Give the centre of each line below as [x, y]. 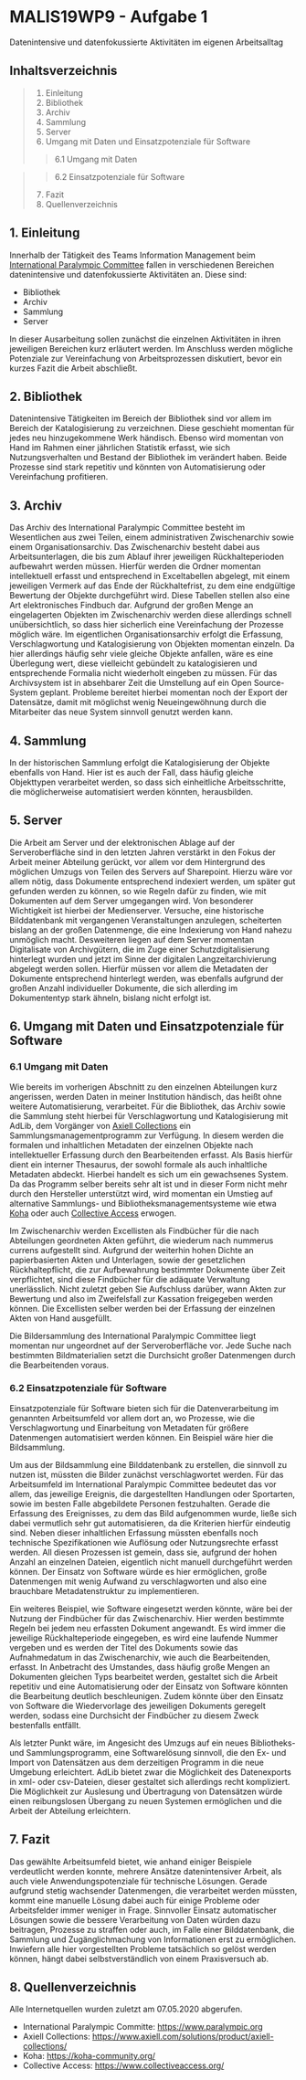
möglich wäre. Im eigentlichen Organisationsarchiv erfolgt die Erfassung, [146, 634]
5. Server [36, 821]
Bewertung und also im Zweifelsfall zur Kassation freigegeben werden [142, 1298]
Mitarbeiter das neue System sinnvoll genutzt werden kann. [121, 712]
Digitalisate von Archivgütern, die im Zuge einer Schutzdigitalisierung [139, 949]
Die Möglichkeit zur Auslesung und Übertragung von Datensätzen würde [146, 1791]
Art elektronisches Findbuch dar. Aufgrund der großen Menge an [132, 606]
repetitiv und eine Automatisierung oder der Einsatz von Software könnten [149, 1686]
